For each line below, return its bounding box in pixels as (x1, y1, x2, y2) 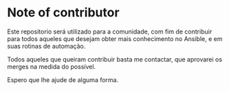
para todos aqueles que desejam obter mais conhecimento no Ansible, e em (7, 34, 223, 42)
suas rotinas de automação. (7, 42, 86, 50)
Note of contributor (7, 5, 120, 21)
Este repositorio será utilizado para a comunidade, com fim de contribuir (7, 27, 212, 36)
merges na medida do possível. (7, 62, 96, 70)
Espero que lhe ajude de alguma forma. (7, 75, 119, 83)
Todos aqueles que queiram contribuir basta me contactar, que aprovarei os (7, 55, 222, 63)
